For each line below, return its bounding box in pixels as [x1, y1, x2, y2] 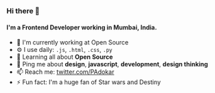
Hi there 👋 [6, 6, 41, 16]
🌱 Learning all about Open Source [16, 53, 113, 61]
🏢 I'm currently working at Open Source [16, 38, 128, 46]
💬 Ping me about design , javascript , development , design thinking [16, 60, 209, 68]
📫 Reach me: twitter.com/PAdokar [16, 68, 115, 76]
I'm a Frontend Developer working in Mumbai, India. [6, 23, 157, 31]
